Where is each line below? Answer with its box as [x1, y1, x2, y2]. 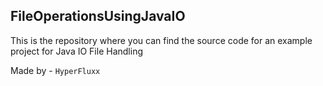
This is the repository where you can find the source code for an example [10, 34, 313, 46]
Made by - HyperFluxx [10, 64, 101, 76]
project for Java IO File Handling [10, 45, 143, 57]
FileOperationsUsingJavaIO [10, 8, 186, 25]
